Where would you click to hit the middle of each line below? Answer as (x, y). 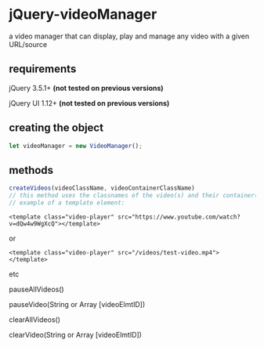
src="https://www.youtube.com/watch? (179, 217)
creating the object (56, 128)
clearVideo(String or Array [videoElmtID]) (75, 334)
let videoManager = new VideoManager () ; (76, 146)
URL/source (28, 44)
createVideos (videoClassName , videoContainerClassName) (102, 188)
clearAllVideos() (35, 320)
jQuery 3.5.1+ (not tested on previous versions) (86, 88)
